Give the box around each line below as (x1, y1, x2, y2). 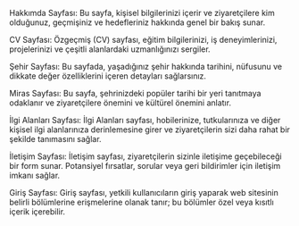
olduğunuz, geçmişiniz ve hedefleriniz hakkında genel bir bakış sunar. (9, 17, 266, 28)
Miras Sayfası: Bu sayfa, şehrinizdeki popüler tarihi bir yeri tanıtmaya (9, 88, 262, 98)
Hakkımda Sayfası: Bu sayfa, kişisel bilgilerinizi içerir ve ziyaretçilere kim (9, 8, 275, 18)
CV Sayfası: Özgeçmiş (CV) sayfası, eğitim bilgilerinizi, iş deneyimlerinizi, (9, 35, 278, 45)
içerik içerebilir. (9, 206, 65, 217)
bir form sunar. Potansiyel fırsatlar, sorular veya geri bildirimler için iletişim (9, 161, 281, 171)
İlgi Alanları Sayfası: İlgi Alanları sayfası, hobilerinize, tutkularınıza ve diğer (9, 115, 281, 125)
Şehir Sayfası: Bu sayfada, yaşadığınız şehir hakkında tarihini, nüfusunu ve (9, 62, 283, 71)
